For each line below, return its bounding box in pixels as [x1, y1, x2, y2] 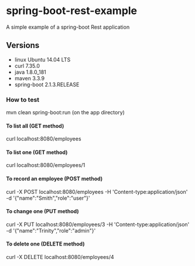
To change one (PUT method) [6, 208, 79, 215]
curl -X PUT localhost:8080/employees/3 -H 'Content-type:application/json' [6, 221, 190, 228]
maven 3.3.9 [14, 74, 45, 81]
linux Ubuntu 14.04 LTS [14, 56, 71, 63]
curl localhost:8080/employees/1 [6, 162, 85, 169]
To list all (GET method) [6, 122, 64, 129]
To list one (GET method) [6, 148, 68, 156]
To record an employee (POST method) [6, 175, 103, 182]
